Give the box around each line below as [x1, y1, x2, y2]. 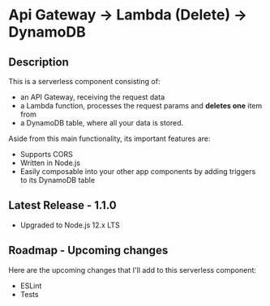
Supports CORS [19, 150, 73, 159]
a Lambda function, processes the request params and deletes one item [19, 101, 263, 110]
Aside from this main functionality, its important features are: [8, 134, 211, 143]
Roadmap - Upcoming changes [8, 244, 169, 257]
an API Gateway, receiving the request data [19, 92, 165, 102]
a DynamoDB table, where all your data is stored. [19, 118, 184, 127]
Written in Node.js [19, 158, 81, 168]
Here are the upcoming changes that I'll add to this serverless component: [8, 265, 257, 274]
